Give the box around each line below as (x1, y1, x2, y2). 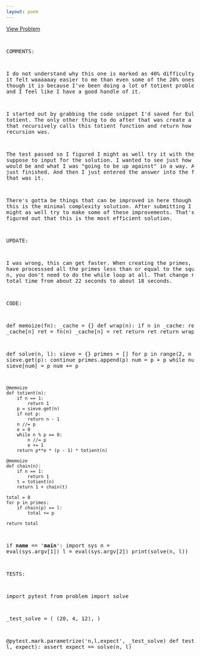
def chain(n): (6, 463, 42, 469)
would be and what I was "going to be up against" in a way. (6, 162, 189, 169)
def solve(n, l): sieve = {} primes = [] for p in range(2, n (6, 350, 192, 357)
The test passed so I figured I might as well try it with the (6, 150, 195, 157)
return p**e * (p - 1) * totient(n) (17, 447, 108, 453)
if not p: (17, 411, 42, 417)
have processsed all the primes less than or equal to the (6, 265, 183, 272)
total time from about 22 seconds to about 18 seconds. (6, 277, 173, 284)
